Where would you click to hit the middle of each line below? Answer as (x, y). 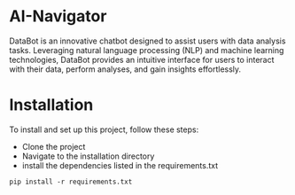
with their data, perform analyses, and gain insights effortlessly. (125, 69)
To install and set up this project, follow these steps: (104, 129)
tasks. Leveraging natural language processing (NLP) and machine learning (147, 50)
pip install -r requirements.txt (71, 182)
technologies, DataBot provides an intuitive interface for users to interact (142, 59)
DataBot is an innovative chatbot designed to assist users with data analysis (147, 41)
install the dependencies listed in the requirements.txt (120, 165)
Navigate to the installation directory (88, 156)
